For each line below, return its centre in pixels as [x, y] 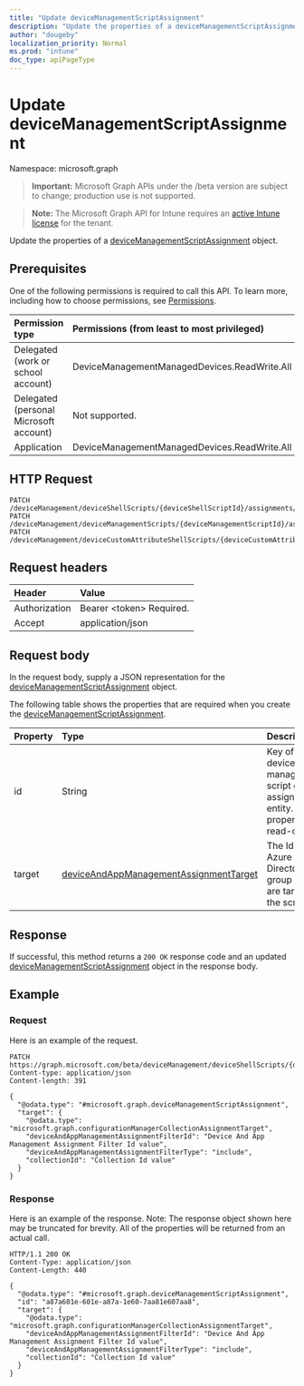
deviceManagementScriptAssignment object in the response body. [134, 966]
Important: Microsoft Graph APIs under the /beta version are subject [159, 186]
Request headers [59, 567]
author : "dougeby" [44, 34]
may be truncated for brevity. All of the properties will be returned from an [147, 1228]
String [75, 792]
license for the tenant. [72, 222]
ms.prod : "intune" [44, 52]
